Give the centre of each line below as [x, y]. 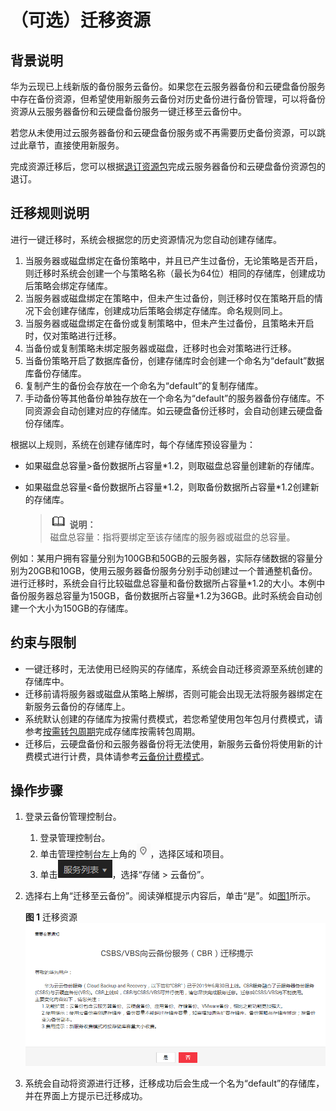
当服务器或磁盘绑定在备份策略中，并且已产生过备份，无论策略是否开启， [173, 260]
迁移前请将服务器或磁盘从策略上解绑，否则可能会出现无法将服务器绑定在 [173, 693]
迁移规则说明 [50, 213]
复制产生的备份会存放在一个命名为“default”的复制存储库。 [144, 385]
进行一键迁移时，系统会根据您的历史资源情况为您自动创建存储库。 [146, 239]
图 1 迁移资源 [51, 917]
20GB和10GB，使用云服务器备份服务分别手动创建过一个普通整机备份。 [172, 570]
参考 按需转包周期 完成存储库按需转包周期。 [112, 731]
